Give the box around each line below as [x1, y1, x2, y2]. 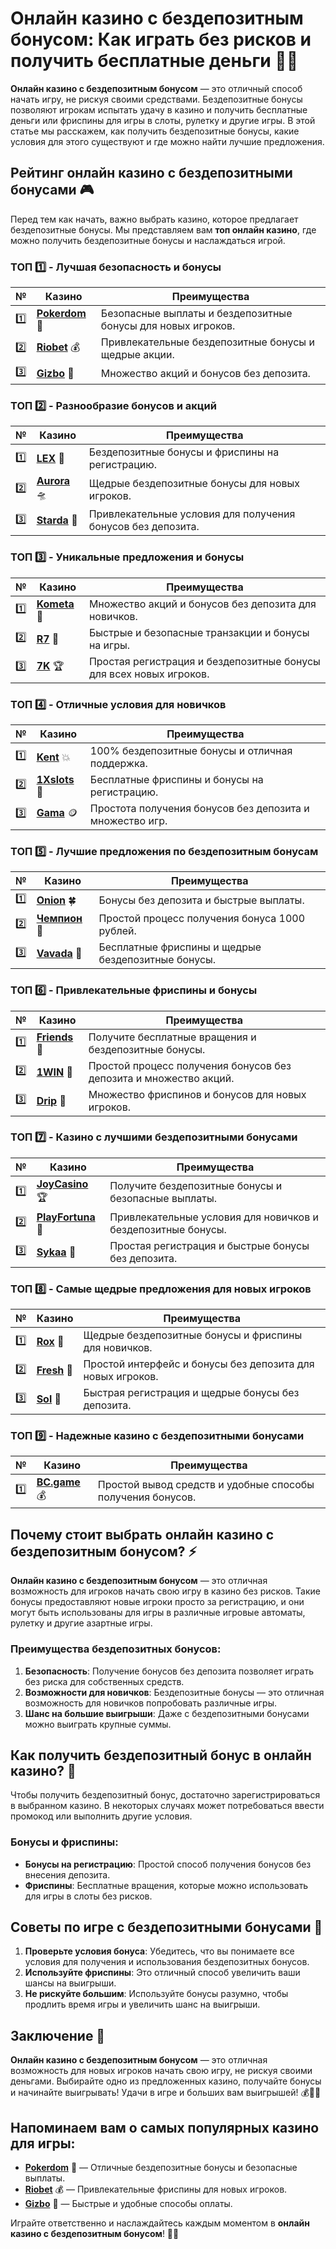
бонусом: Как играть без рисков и [10, 28, 312, 51]
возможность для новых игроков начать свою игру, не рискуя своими [10, 2065, 313, 2077]
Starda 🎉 [36, 513, 78, 527]
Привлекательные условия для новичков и [109, 1210, 319, 1224]
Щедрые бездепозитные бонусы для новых [88, 476, 301, 490]
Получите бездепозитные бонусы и [109, 1179, 283, 1193]
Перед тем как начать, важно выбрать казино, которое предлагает [10, 213, 299, 225]
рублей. [98, 924, 137, 938]
